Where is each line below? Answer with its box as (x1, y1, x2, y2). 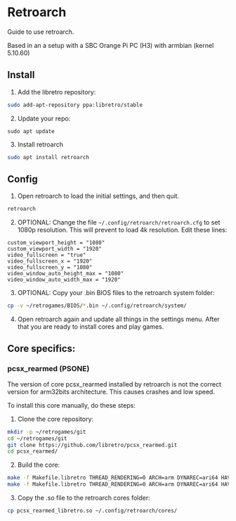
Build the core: (17, 460, 60, 469)
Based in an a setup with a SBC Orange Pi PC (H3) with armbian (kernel (7, 41, 214, 49)
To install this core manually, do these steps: (7, 401, 136, 409)
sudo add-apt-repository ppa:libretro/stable (7, 101, 143, 108)
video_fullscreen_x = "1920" (7, 258, 93, 265)
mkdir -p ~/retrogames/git (7, 428, 86, 435)
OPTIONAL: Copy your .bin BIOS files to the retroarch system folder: (17, 289, 215, 297)
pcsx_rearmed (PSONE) (7, 364, 90, 374)
